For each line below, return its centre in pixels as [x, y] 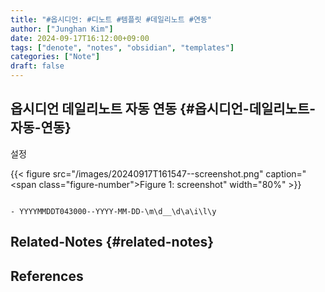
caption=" [286, 173]
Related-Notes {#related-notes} [112, 242]
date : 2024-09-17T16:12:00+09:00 [80, 38]
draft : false [37, 66]
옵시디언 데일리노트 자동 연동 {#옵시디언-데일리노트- [163, 109]
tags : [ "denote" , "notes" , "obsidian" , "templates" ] [122, 47]
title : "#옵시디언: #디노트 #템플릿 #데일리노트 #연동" [111, 19]
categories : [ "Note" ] [55, 57]
